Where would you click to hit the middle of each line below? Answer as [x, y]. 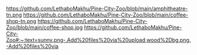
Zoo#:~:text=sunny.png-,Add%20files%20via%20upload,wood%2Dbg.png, [98, 40]
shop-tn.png [21, 21]
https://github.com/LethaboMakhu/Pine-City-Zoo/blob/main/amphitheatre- [97, 9]
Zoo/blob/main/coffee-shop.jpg [45, 27]
